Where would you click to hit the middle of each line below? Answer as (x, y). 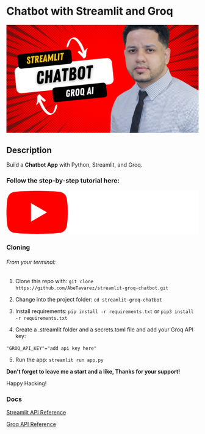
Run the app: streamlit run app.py (59, 360)
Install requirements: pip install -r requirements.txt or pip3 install (104, 311)
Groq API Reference (31, 424)
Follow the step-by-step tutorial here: (63, 181)
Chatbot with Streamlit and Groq (90, 11)
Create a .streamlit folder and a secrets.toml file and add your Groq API (104, 329)
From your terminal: (31, 262)
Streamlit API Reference (36, 412)
